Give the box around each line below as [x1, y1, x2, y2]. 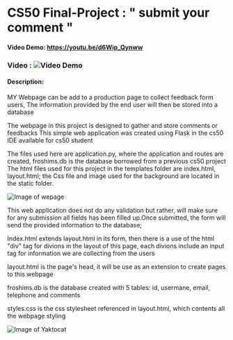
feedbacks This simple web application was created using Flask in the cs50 [7, 129, 224, 137]
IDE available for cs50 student [7, 136, 93, 144]
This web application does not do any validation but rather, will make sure [7, 206, 218, 214]
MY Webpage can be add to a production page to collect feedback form [7, 92, 214, 102]
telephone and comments [7, 291, 81, 299]
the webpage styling [7, 311, 66, 320]
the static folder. [7, 179, 54, 187]
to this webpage [7, 270, 54, 278]
